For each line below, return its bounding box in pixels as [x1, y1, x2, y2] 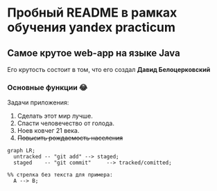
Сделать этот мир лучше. [17, 112, 94, 120]
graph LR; [7, 147, 36, 154]
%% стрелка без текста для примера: [7, 172, 113, 179]
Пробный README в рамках [7, 5, 177, 21]
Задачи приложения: [7, 98, 69, 107]
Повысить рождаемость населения [17, 134, 123, 143]
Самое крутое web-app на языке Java [7, 47, 180, 59]
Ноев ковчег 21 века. [17, 127, 80, 135]
